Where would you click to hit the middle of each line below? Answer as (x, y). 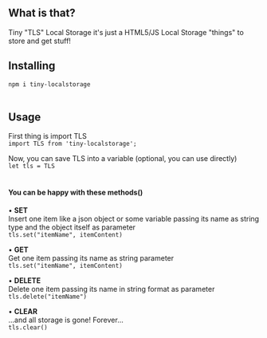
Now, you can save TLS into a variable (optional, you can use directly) (123, 159)
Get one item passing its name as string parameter (91, 257)
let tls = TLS (32, 167)
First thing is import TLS (48, 136)
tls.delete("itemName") (48, 297)
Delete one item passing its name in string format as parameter (112, 289)
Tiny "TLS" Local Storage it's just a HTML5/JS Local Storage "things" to (126, 32)
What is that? (42, 13)
